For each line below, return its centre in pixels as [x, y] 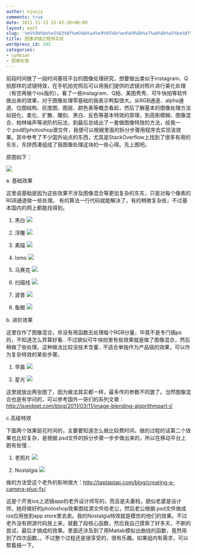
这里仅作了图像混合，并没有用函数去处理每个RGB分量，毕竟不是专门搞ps [94, 332]
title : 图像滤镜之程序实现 [35, 39]
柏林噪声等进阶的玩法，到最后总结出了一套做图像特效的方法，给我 [96, 122]
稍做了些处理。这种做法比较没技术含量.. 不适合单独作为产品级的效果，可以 [96, 347]
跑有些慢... [19, 445]
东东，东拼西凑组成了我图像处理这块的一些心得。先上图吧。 [78, 144]
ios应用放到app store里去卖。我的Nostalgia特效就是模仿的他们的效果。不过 [97, 516]
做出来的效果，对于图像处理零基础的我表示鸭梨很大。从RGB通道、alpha [92, 100]
